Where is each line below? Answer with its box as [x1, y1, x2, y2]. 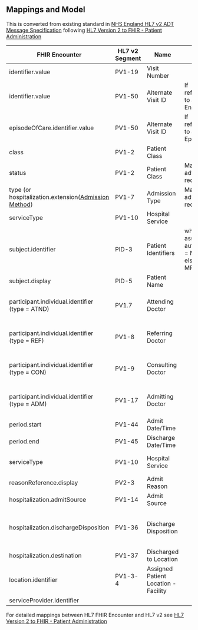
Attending [146, 297, 174, 306]
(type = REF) [9, 336, 44, 344]
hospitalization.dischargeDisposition [9, 523, 110, 532]
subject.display [9, 277, 51, 285]
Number [146, 71, 170, 79]
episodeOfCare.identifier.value [9, 124, 94, 132]
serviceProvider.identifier [9, 596, 80, 604]
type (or [9, 185, 31, 194]
